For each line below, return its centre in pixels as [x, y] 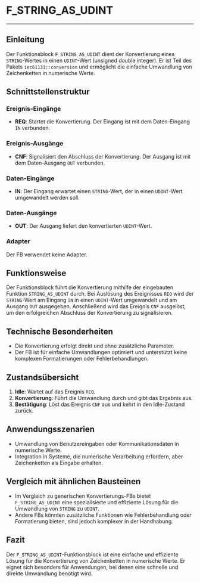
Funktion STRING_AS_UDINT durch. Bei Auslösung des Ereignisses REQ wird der [100, 294]
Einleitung [25, 40]
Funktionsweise [36, 273]
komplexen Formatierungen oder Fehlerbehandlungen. [82, 359]
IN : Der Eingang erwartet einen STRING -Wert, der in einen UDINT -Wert [99, 191]
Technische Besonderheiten [60, 331]
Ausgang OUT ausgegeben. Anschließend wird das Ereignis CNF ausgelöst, [96, 306]
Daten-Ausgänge [32, 213]
